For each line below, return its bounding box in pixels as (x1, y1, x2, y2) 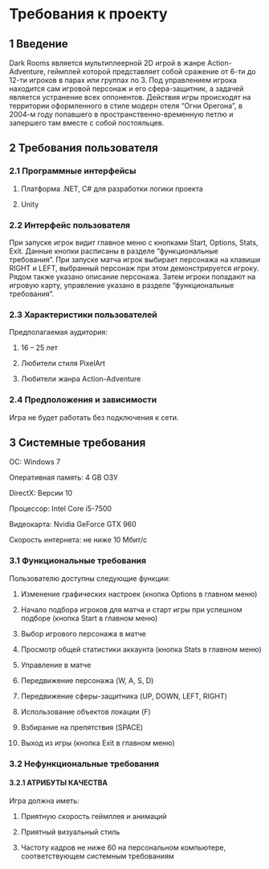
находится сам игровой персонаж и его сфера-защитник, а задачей (9, 84, 244, 93)
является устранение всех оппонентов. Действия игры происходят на (9, 93, 251, 101)
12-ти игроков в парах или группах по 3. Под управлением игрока (9, 76, 238, 84)
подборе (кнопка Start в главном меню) (20, 613, 158, 623)
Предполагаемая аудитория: (9, 327, 108, 337)
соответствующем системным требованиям (20, 850, 175, 861)
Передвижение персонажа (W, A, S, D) (20, 675, 154, 685)
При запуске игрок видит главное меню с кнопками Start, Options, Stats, (9, 237, 259, 247)
